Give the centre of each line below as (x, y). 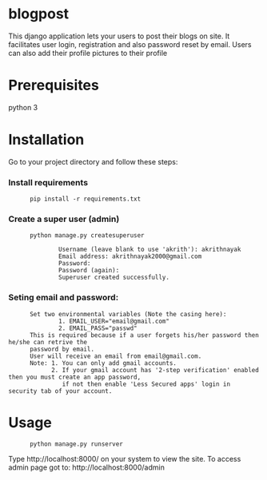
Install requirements (48, 182)
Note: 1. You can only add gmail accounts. (103, 363)
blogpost (39, 14)
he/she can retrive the (48, 342)
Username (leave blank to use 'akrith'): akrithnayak (150, 250)
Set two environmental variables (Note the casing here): (128, 314)
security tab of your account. (60, 391)
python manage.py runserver (76, 444)
